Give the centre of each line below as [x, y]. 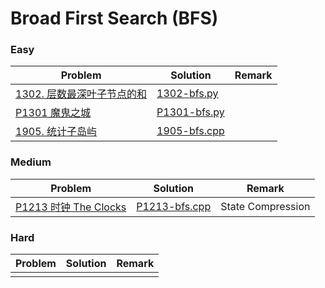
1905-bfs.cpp [190, 131]
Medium [31, 162]
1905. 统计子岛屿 [56, 132]
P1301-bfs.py [190, 112]
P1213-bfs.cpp [174, 206]
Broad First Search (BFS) [114, 18]
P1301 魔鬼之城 [53, 113]
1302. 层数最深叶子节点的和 [81, 94]
